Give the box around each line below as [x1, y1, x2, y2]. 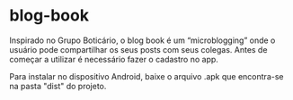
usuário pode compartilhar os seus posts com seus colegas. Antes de [9, 44, 268, 54]
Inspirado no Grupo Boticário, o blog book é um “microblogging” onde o [9, 35, 276, 46]
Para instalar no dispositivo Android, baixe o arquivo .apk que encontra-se [9, 71, 284, 81]
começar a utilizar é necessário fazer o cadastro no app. [9, 54, 218, 64]
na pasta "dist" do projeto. [9, 80, 107, 91]
